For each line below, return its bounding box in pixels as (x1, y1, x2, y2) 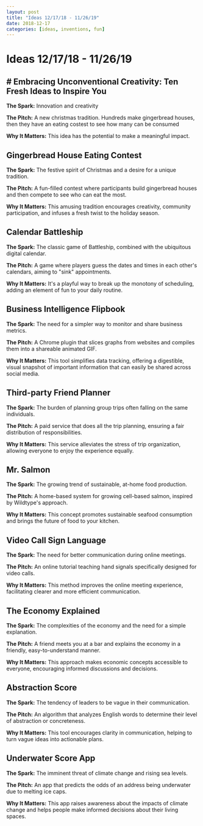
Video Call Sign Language (6, 535, 107, 545)
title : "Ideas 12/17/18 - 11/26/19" (6, 15, 99, 21)
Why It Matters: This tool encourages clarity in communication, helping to (6, 729, 193, 736)
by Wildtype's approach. (6, 499, 68, 507)
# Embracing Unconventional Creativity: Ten (6, 76, 179, 87)
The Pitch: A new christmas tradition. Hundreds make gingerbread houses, (6, 114, 195, 121)
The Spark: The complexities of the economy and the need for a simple (6, 621, 186, 629)
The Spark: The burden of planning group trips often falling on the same (6, 404, 188, 411)
